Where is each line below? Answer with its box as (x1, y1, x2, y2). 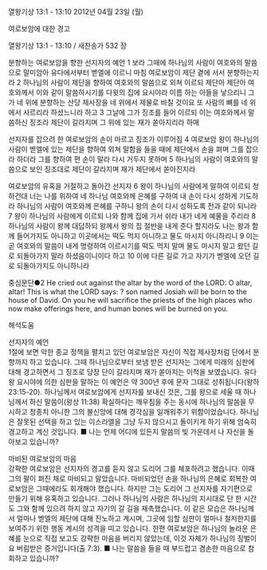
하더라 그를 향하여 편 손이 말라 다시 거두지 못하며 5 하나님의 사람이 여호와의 (16, 155, 250, 163)
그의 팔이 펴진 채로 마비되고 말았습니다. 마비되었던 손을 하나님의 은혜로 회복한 (8, 474, 249, 483)
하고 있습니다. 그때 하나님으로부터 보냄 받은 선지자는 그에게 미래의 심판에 (29, 357, 255, 367)
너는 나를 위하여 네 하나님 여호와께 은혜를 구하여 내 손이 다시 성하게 (29, 191, 238, 201)
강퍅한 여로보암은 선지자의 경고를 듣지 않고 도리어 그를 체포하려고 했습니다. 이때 (8, 464, 255, 473)
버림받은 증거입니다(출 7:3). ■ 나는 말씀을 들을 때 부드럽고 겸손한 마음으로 (16, 544, 246, 552)
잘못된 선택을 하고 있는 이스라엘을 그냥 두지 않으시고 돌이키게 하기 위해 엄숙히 (16, 417, 257, 427)
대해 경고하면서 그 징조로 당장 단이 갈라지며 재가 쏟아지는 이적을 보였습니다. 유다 (8, 368, 257, 376)
